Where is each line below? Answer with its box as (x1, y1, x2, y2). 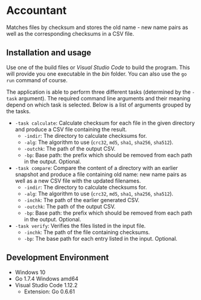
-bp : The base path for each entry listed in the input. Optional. (24, 235, 178, 242)
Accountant (6, 4, 67, 18)
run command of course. (6, 76, 68, 83)
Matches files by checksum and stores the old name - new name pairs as (6, 24, 188, 31)
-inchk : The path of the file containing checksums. (24, 228, 150, 236)
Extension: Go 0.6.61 (24, 288, 75, 295)
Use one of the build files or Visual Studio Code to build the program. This (6, 64, 190, 71)
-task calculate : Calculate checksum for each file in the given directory (14, 119, 195, 126)
